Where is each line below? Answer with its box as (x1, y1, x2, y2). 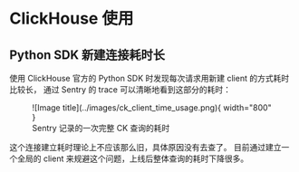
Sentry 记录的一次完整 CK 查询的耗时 (32, 123, 170, 133)
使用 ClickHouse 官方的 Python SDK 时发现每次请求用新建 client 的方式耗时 (9, 73, 290, 83)
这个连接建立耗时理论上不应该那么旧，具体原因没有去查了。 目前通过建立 (9, 142, 282, 152)
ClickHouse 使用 (9, 8, 134, 29)
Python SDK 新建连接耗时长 (9, 47, 166, 62)
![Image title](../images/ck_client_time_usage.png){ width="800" (32, 102, 272, 113)
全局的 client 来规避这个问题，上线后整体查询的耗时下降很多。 (16, 153, 249, 164)
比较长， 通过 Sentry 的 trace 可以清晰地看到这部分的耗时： (9, 84, 231, 95)
